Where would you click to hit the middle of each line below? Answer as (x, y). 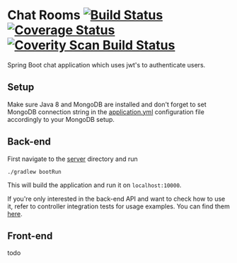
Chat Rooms (44, 15)
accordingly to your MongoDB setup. (61, 119)
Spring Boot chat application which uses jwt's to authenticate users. (106, 65)
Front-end (30, 236)
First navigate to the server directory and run (73, 159)
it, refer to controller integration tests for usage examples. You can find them (118, 206)
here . (15, 213)
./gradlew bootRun (34, 172)
